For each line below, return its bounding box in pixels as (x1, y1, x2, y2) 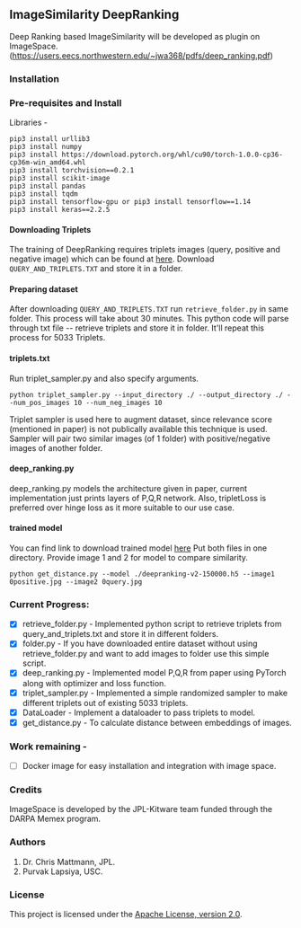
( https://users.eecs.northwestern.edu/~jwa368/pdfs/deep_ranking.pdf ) (9, 49, 274, 61)
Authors (9, 835, 47, 848)
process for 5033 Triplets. (9, 332, 106, 343)
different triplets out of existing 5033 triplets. (22, 697, 189, 708)
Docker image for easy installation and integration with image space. (22, 761, 277, 772)
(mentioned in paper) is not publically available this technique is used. (9, 423, 268, 434)
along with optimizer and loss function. (22, 677, 166, 688)
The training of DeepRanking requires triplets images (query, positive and (9, 244, 281, 255)
